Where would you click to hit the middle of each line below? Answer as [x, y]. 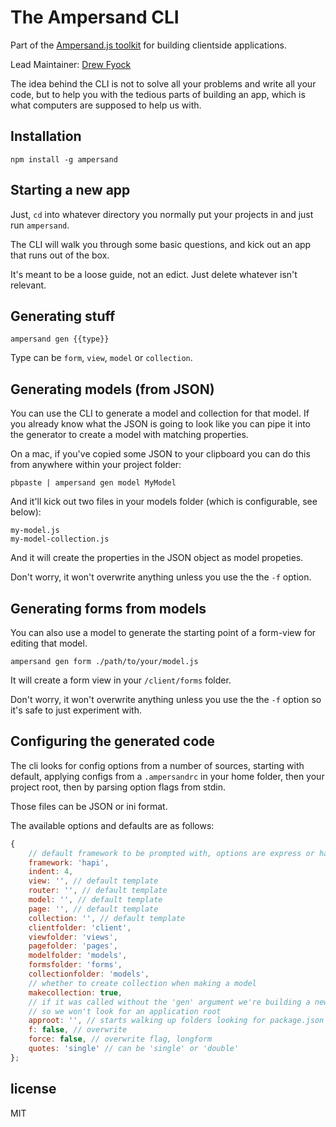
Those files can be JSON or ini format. [89, 806]
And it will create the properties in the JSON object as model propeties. [157, 558]
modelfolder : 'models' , [78, 956]
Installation [46, 136]
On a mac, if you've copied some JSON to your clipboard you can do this [160, 454]
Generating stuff [63, 316]
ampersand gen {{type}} [60, 339]
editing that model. [49, 643]
